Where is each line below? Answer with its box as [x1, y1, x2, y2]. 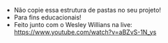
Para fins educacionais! [13, 13, 82, 21]
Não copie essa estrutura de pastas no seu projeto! [13, 6, 162, 14]
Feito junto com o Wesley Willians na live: [13, 21, 132, 28]
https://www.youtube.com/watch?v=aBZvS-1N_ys [13, 28, 157, 36]
